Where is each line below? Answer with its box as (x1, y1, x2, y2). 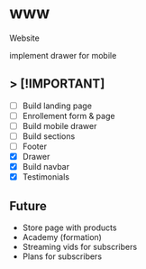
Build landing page (22, 100, 93, 111)
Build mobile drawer (22, 120, 97, 131)
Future (9, 198, 48, 214)
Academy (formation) (22, 232, 102, 243)
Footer (22, 141, 48, 152)
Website (9, 32, 41, 43)
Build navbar (22, 162, 70, 172)
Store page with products (22, 222, 117, 233)
